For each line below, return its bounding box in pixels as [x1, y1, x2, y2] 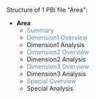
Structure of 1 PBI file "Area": [6, 6, 88, 14]
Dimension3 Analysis [26, 70, 86, 78]
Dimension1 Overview [26, 33, 88, 42]
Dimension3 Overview [26, 63, 90, 70]
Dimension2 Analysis [26, 55, 86, 63]
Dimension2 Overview [26, 48, 90, 56]
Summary [26, 27, 54, 34]
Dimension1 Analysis [26, 41, 85, 48]
